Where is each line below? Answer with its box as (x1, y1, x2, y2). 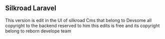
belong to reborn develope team (5, 27, 71, 34)
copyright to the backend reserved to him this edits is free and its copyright (5, 22, 160, 28)
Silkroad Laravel (5, 4, 56, 12)
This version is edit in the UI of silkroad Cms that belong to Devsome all (5, 17, 152, 23)
